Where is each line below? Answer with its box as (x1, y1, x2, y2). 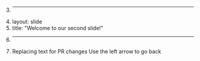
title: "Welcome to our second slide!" (11, 25, 104, 31)
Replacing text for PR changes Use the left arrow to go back (11, 48, 161, 55)
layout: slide (11, 18, 42, 25)
